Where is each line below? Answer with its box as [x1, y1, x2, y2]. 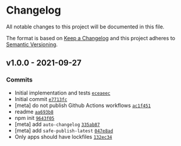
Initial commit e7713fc [14, 95, 68, 102]
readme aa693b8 [14, 108, 54, 115]
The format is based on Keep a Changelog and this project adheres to [6, 34, 176, 41]
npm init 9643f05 [14, 114, 55, 121]
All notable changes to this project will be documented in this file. [6, 23, 165, 30]
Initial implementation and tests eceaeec [14, 89, 111, 96]
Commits [6, 76, 33, 84]
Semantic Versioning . [6, 41, 58, 48]
